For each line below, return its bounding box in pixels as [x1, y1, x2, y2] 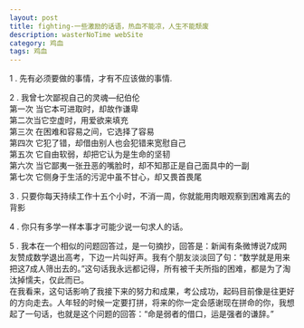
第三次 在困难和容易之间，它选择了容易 [9, 126, 155, 137]
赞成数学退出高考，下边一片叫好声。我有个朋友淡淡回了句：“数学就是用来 [16, 252, 291, 263]
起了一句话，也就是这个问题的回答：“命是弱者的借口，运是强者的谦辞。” [9, 309, 274, 320]
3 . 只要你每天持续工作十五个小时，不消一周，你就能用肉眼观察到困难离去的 [9, 191, 291, 202]
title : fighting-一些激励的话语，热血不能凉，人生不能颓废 [9, 22, 210, 31]
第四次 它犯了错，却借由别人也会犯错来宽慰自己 [9, 138, 186, 149]
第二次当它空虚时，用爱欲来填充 [9, 115, 128, 126]
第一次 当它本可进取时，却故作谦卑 [9, 103, 138, 114]
